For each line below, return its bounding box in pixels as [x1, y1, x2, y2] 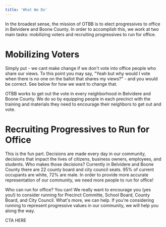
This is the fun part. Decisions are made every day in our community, [5, 151, 146, 157]
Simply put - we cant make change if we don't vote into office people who [5, 65, 156, 71]
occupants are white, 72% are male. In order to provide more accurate [5, 171, 149, 177]
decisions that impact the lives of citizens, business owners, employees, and [5, 156, 162, 162]
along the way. [5, 208, 35, 214]
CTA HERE [5, 217, 26, 223]
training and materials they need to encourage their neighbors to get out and [5, 101, 162, 107]
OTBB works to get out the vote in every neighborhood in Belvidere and [5, 90, 151, 97]
